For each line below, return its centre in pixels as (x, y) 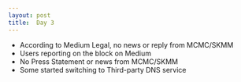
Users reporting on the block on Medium (85, 53)
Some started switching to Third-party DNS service (103, 70)
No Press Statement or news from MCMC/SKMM (99, 61)
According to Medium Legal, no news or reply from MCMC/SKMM (126, 45)
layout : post (30, 15)
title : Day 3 (32, 23)
